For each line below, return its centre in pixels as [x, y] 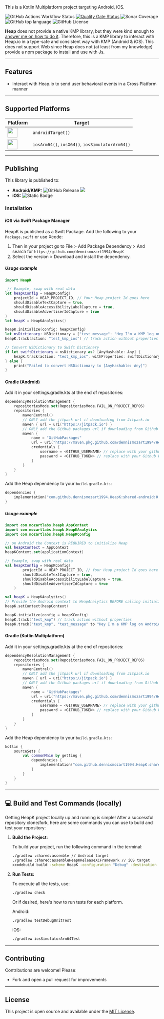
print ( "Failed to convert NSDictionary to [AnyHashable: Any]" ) [81, 366]
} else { [14, 361]
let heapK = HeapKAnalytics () [36, 321]
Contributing [25, 958]
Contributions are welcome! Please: [41, 970]
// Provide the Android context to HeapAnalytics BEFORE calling [73, 602]
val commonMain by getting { [52, 756]
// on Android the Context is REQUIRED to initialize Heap [66, 543]
